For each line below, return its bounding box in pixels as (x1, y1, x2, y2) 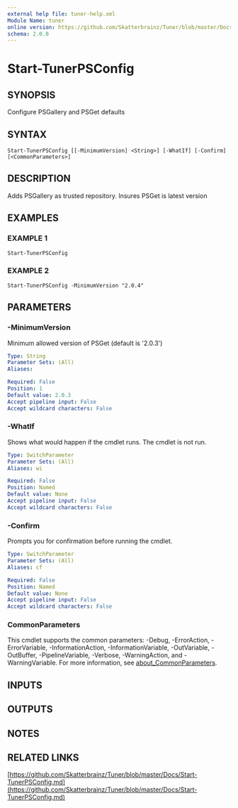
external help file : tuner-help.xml (7, 10, 115, 18)
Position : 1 (7, 385, 42, 393)
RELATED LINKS (7, 752, 79, 763)
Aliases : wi (7, 464, 42, 472)
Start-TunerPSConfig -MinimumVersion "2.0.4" (7, 282, 144, 289)
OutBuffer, (7, 651, 38, 660)
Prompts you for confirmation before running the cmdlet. (7, 537, 173, 545)
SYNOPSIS (7, 89, 56, 101)
